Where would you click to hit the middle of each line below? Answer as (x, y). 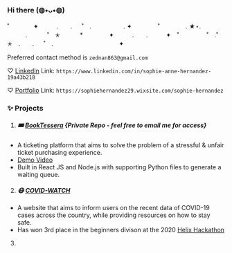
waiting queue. (38, 175)
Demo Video (35, 160)
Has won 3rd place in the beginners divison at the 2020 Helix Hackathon (121, 230)
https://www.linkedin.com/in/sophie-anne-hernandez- (134, 72)
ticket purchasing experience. (60, 153)
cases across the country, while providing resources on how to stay (114, 215)
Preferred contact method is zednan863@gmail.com (78, 57)
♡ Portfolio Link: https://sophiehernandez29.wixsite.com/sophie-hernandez (115, 91)
